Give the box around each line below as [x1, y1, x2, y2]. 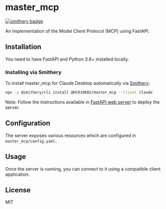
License [5, 186, 31, 194]
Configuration [5, 119, 51, 128]
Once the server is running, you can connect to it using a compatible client [5, 166, 161, 172]
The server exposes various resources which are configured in [5, 132, 136, 138]
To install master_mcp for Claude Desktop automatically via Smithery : [5, 80, 150, 86]
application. [5, 171, 30, 177]
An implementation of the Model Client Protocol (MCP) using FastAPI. [5, 28, 150, 34]
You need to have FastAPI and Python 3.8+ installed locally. [5, 56, 129, 62]
